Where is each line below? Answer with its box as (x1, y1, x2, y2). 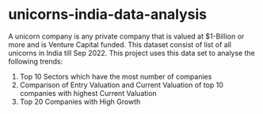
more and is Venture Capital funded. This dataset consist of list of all (8, 39, 232, 49)
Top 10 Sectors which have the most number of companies (19, 72, 212, 81)
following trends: (8, 57, 63, 66)
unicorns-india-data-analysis (8, 6, 208, 24)
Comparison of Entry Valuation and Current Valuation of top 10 (19, 80, 223, 90)
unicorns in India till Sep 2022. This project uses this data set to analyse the (8, 48, 255, 57)
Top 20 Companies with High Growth (19, 97, 141, 106)
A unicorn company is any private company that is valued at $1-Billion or (8, 31, 245, 41)
